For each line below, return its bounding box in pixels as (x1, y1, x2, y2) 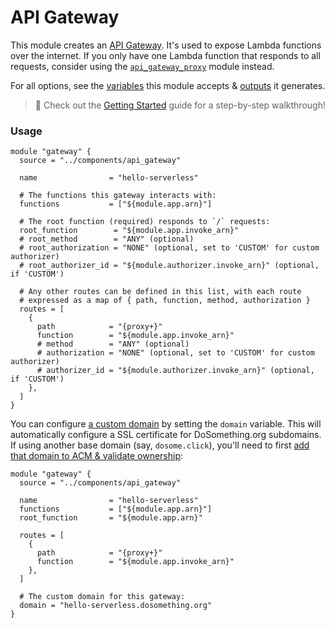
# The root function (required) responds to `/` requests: (19, 217, 271, 227)
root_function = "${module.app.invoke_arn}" (19, 226, 240, 236)
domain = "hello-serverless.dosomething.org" (19, 601, 213, 611)
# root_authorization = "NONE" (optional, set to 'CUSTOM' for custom (19, 243, 320, 253)
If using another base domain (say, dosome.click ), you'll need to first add (10, 439, 310, 451)
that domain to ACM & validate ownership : (10, 450, 184, 462)
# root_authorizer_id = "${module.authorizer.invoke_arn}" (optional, (19, 261, 320, 271)
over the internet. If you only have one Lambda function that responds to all (10, 49, 321, 61)
